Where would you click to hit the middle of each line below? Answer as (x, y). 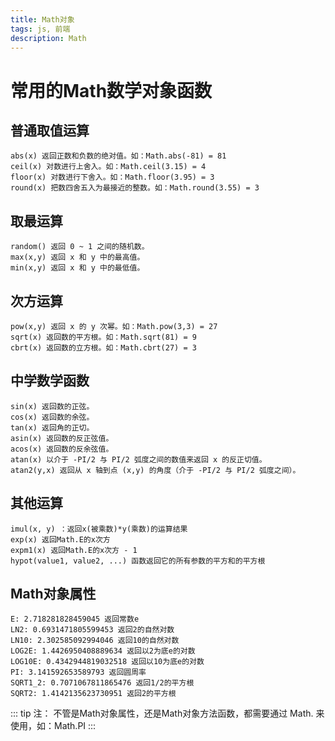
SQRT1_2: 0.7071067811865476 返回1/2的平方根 (102, 683)
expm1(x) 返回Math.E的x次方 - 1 (74, 550)
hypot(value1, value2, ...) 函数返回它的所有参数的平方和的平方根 (138, 561)
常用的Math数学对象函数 (111, 90)
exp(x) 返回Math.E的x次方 (60, 539)
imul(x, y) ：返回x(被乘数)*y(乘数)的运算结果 (99, 529)
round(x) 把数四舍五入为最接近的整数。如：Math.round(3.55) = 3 (135, 188)
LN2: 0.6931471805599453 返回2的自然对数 (92, 630)
